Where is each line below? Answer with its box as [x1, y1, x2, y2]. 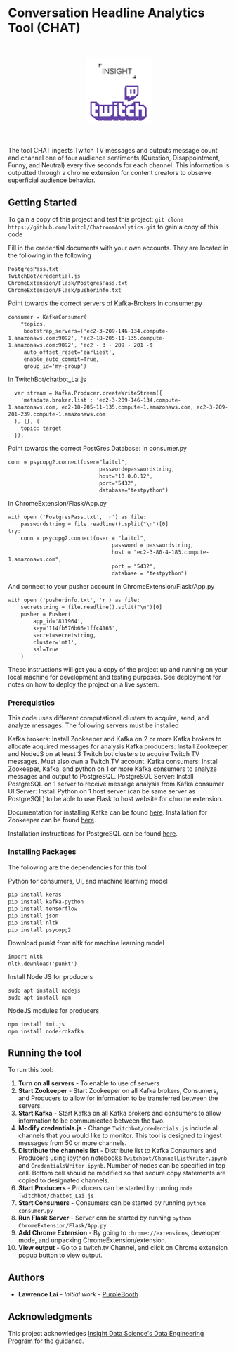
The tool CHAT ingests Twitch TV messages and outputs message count [8, 146, 218, 155]
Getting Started [8, 196, 77, 208]
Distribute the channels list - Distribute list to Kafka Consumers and [18, 1147, 216, 1155]
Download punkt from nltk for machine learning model [8, 938, 164, 947]
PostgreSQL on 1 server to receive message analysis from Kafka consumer [8, 779, 224, 789]
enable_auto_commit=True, [23, 356, 100, 363]
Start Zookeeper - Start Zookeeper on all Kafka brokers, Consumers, [18, 1087, 218, 1095]
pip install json [8, 912, 59, 919]
